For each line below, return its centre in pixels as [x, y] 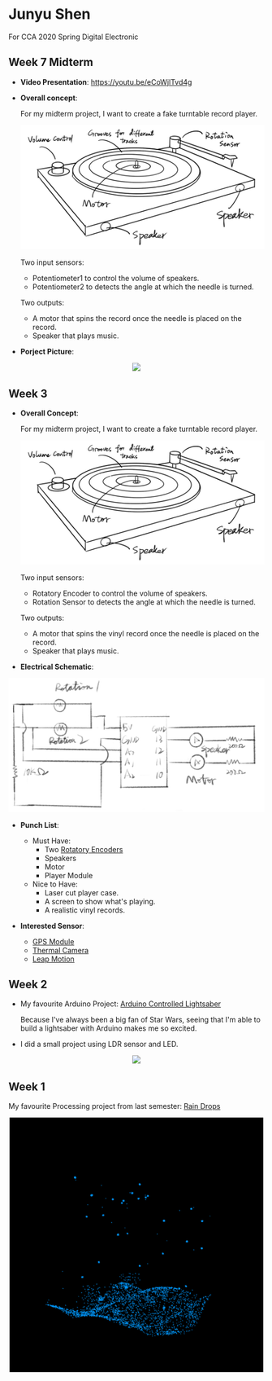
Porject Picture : [47, 351]
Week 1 [27, 1086]
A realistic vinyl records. [85, 910]
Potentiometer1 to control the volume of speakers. [116, 278]
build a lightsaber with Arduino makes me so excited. [108, 1028]
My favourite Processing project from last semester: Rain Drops [114, 1106]
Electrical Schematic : [57, 667]
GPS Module [53, 941]
